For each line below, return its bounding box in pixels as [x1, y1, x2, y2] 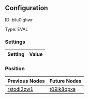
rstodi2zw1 [7, 86, 34, 93]
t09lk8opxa [49, 86, 76, 93]
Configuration [5, 4, 48, 12]
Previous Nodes [7, 78, 45, 84]
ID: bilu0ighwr [5, 16, 33, 23]
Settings [5, 38, 26, 45]
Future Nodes [49, 78, 82, 84]
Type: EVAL [5, 26, 28, 32]
